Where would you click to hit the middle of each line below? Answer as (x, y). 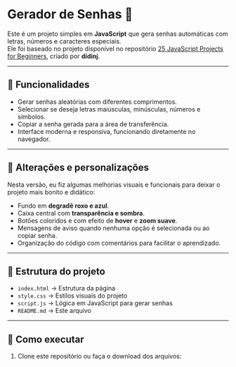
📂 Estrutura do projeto (56, 271)
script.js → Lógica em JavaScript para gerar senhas (95, 303)
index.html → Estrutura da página (66, 288)
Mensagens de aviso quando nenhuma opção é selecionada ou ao (113, 228)
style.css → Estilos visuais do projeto (72, 296)
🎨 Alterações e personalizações (78, 168)
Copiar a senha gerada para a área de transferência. (93, 124)
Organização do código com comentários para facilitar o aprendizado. (119, 243)
